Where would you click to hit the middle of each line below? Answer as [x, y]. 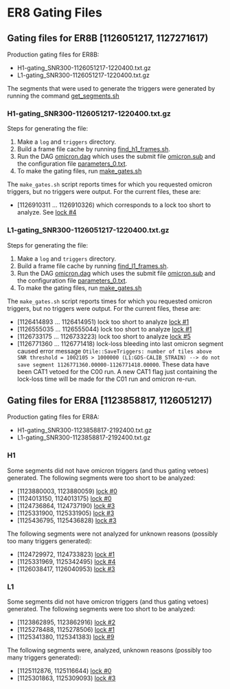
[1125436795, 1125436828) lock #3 [67, 520]
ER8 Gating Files [55, 13]
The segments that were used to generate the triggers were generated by [111, 88]
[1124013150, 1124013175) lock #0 [64, 498]
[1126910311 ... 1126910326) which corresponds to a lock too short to [114, 205]
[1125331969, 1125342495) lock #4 [66, 561]
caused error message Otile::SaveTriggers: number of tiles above [114, 351]
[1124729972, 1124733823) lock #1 [66, 554]
